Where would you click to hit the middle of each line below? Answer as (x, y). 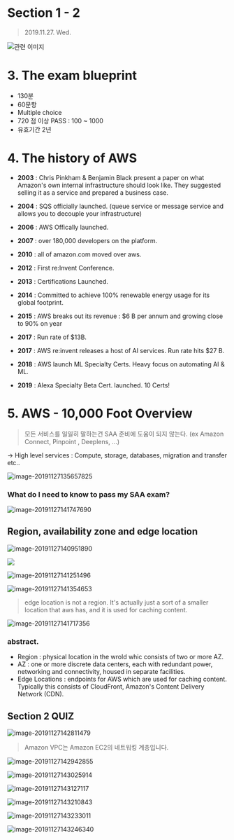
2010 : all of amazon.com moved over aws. (79, 254)
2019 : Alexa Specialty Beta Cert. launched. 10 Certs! (93, 385)
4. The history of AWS (72, 158)
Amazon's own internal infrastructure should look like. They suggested (119, 185)
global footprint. (41, 302)
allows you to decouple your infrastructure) (79, 213)
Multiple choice (39, 112)
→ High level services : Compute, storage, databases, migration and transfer (117, 455)
